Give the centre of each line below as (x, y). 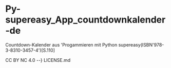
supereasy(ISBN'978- (141, 44)
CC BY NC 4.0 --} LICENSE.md (38, 60)
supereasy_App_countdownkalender (85, 20)
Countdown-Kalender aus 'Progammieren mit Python (61, 44)
